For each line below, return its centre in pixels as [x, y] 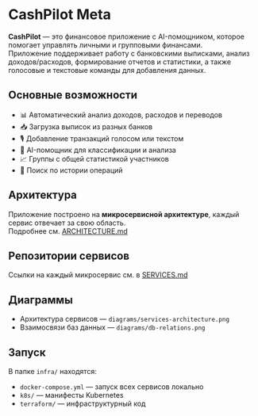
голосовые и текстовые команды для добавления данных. [107, 70]
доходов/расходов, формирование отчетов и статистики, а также [120, 62]
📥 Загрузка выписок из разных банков [86, 126]
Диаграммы [40, 300]
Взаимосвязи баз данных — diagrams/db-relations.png [112, 327]
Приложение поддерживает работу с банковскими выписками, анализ [129, 53]
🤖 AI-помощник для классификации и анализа [98, 150]
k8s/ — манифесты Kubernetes [72, 395]
